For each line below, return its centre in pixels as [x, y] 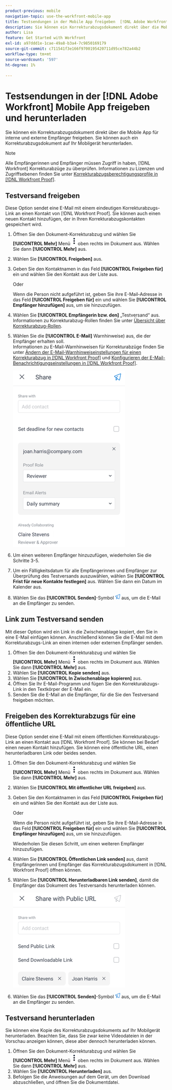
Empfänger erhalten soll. [39, 341]
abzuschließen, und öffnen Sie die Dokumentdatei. [66, 1082]
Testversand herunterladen [50, 1018]
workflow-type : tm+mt [28, 54]
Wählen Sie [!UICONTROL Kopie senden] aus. [61, 672]
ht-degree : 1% [20, 65]
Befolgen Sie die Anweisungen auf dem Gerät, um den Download [81, 1077]
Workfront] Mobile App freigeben [78, 107]
